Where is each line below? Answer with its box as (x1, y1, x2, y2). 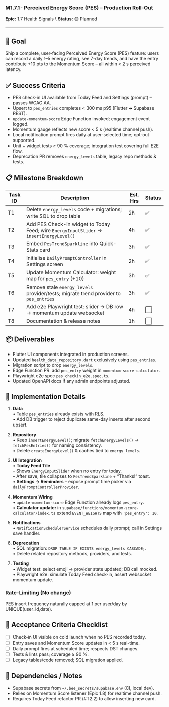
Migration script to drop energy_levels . (12, 362, 94, 368)
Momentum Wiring (12, 494, 53, 500)
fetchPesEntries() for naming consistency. (12, 442, 102, 448)
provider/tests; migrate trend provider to (26, 290, 121, 297)
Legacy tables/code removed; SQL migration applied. (12, 657, 123, 663)
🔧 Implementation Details (5, 392, 86, 401)
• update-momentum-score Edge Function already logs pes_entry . (12, 499, 144, 505)
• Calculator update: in (12, 505, 61, 511)
